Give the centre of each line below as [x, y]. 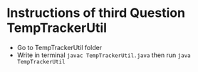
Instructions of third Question [96, 13]
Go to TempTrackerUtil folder [59, 47]
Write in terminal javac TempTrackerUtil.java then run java [104, 55]
